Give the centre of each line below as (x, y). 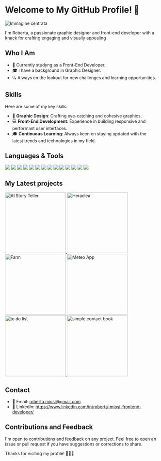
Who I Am (20, 53)
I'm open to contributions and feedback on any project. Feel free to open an (81, 439)
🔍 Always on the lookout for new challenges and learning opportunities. (84, 78)
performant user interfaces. (40, 128)
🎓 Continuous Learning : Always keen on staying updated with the (79, 133)
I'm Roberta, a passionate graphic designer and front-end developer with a (80, 33)
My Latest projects (34, 183)
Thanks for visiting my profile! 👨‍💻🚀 (40, 453)
